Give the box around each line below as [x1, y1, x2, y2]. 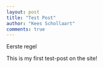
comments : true [6, 26, 45, 32]
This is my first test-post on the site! [6, 55, 97, 62]
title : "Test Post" [6, 15, 56, 21]
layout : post [6, 9, 40, 15]
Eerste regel [6, 43, 37, 50]
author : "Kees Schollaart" [6, 20, 75, 26]
